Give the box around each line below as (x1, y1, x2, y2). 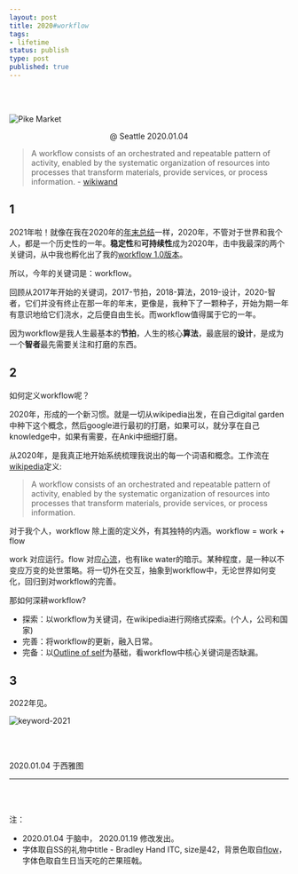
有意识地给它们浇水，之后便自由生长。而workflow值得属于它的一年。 (9, 308, 261, 320)
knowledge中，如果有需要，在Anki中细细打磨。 (9, 431, 183, 441)
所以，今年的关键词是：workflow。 (9, 267, 137, 278)
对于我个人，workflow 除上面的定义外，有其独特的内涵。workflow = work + (9, 525, 286, 536)
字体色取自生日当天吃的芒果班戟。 (21, 855, 147, 866)
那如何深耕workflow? (9, 594, 87, 605)
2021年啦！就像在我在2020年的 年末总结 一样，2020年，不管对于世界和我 (9, 226, 276, 237)
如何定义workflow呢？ (9, 390, 90, 401)
